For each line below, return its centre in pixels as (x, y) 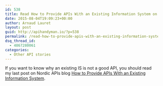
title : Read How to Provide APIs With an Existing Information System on (81, 14)
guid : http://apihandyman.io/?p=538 (42, 32)
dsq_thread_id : (20, 41)
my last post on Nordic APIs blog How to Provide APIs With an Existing (75, 73)
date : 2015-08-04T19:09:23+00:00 (39, 18)
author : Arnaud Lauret (28, 23)
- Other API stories (30, 54)
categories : (17, 50)
